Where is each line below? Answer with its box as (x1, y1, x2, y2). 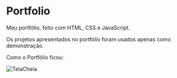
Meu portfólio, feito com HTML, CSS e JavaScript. (6, 24, 131, 31)
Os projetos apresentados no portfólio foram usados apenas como (6, 35, 172, 43)
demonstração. (6, 42, 44, 49)
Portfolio (6, 4, 51, 18)
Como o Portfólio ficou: (6, 53, 64, 61)
